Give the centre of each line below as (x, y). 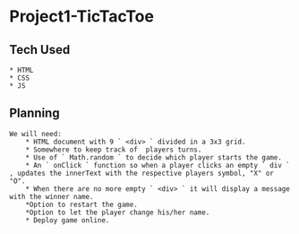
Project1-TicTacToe (82, 17)
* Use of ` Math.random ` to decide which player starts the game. (154, 157)
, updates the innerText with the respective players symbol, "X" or (142, 173)
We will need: (36, 134)
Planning (34, 113)
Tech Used (40, 50)
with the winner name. (51, 196)
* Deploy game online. (68, 220)
